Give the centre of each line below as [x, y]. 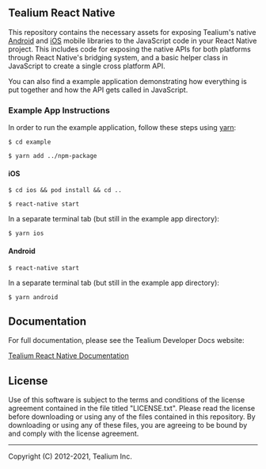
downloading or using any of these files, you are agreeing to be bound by [128, 425]
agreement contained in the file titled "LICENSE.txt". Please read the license [132, 409]
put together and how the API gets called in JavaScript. [98, 90]
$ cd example [30, 142]
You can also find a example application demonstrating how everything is [127, 81]
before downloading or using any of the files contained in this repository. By [132, 417]
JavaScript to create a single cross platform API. [87, 66]
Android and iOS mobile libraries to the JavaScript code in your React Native [133, 40]
